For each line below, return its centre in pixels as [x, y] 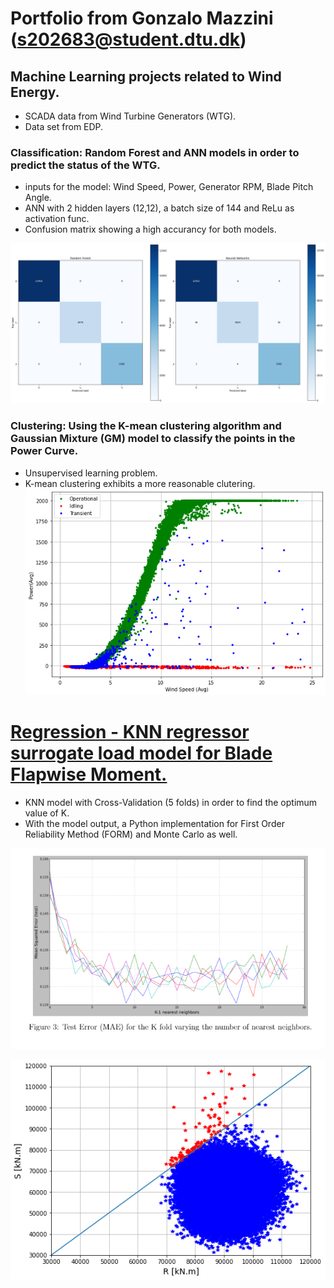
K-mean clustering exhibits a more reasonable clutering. [140, 483]
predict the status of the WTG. [85, 165]
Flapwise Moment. [89, 774]
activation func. [57, 219]
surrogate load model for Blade [141, 753]
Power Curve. [44, 451]
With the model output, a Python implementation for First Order [154, 823]
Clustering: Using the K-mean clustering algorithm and [146, 426]
